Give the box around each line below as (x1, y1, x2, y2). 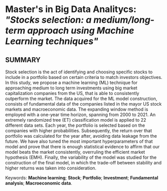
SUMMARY (5, 55, 41, 64)
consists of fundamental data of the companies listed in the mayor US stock (5, 101, 162, 107)
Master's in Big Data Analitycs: (5, 4, 137, 15)
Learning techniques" (5, 36, 99, 47)
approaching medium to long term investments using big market (5, 85, 138, 91)
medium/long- (93, 14, 154, 26)
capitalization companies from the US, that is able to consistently (5, 90, 139, 96)
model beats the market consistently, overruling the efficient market (5, 149, 145, 155)
